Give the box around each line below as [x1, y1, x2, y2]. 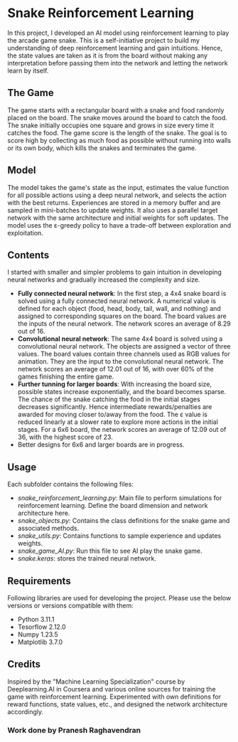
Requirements [7, 575, 71, 587]
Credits [7, 658, 41, 670]
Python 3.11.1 [17, 615, 55, 623]
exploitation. [7, 228, 44, 237]
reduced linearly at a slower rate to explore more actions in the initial [17, 418, 219, 426]
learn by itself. [7, 66, 49, 75]
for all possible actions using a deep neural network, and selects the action [7, 191, 227, 199]
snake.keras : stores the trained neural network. [17, 554, 156, 563]
